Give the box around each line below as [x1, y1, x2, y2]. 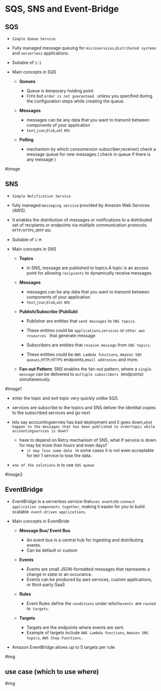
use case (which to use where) [5, 668, 99, 676]
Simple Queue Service [12, 36, 56, 41]
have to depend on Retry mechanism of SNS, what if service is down [19, 437, 156, 443]
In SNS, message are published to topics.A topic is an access [26, 265, 149, 271]
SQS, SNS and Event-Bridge [5, 3, 119, 15]
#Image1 [5, 385, 22, 392]
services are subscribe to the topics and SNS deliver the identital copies [12, 404, 156, 410]
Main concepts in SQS [12, 69, 57, 75]
